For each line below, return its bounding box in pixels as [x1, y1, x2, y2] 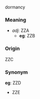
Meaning [5, 16, 27, 23]
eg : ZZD [5, 80, 21, 86]
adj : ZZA [12, 28, 29, 33]
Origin [5, 45, 20, 52]
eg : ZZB [19, 33, 35, 39]
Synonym [5, 68, 28, 75]
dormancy [5, 4, 26, 10]
